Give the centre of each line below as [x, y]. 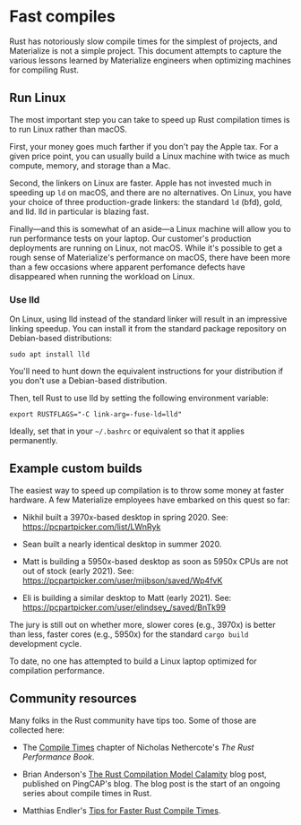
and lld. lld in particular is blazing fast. [79, 211]
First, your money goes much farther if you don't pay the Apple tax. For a [144, 146]
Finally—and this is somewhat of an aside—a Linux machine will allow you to [150, 228]
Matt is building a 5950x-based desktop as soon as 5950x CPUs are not [155, 561]
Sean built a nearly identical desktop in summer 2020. [122, 544]
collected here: [37, 730]
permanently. [34, 441]
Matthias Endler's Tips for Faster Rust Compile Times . [121, 810]
